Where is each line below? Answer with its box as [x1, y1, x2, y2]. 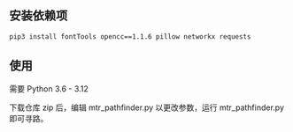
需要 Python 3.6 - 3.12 [9, 83, 89, 94]
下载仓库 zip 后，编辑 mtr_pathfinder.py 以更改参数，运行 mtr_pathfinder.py [9, 102, 285, 113]
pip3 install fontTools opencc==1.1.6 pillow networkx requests [9, 32, 251, 41]
